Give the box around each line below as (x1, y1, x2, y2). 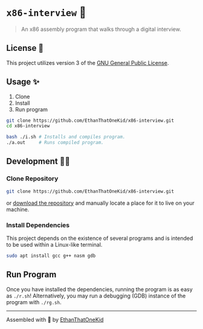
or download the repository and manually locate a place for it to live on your (6, 199, 195, 207)
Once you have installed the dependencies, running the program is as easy (6, 285, 193, 293)
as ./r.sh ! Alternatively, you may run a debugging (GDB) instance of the (6, 292, 186, 299)
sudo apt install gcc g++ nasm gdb (6, 253, 96, 259)
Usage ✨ (6, 77, 40, 87)
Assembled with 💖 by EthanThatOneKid (6, 316, 104, 323)
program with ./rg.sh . (6, 298, 62, 305)
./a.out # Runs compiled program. (6, 139, 104, 146)
